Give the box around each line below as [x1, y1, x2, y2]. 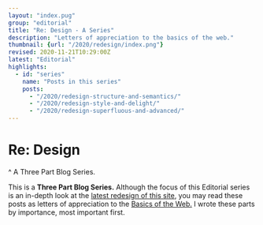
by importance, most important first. [8, 207, 125, 217]
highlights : [8, 63, 47, 71]
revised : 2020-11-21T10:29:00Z [8, 48, 111, 56]
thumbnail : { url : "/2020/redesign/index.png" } [8, 41, 164, 49]
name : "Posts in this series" [22, 77, 122, 85]
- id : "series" [15, 70, 65, 78]
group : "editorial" [8, 19, 72, 27]
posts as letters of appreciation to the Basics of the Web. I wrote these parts [8, 199, 255, 208]
